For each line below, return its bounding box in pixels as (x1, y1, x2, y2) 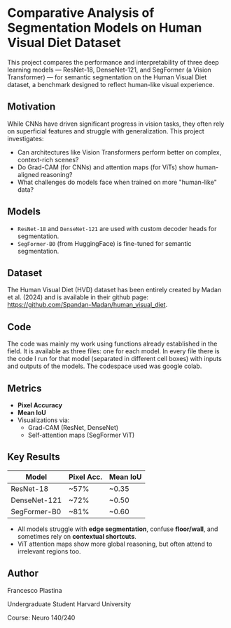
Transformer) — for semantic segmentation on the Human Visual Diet (7, 72, 207, 81)
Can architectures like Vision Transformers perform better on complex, (17, 148, 222, 156)
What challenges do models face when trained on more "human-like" (17, 178, 217, 186)
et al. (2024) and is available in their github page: (7, 293, 149, 301)
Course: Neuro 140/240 (7, 613, 76, 622)
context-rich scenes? (17, 155, 79, 164)
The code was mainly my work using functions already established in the (7, 339, 218, 348)
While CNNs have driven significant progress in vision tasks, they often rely (7, 119, 225, 128)
